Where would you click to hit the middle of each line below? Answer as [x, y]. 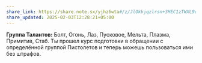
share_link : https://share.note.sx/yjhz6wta [63, 12]
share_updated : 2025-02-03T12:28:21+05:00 [60, 17]
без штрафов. [24, 53]
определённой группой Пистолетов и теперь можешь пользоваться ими [100, 47]
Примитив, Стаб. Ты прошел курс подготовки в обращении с [85, 41]
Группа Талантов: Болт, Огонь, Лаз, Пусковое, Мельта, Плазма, [88, 34]
